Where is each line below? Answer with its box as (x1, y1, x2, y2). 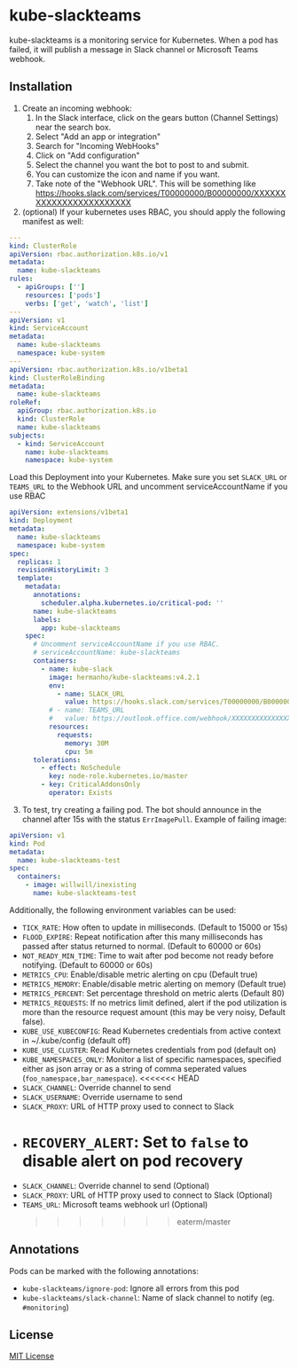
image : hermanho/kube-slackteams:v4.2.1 (48, 673, 200, 681)
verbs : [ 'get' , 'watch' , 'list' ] (25, 299, 149, 308)
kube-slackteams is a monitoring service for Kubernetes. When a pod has (9, 35, 278, 45)
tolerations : (32, 755, 82, 764)
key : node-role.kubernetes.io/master (48, 772, 189, 781)
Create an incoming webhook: (21, 103, 133, 114)
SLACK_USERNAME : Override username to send (21, 1091, 184, 1102)
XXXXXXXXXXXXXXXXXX (35, 197, 131, 208)
